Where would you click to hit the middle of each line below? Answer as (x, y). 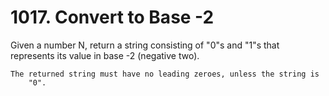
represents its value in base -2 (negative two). (105, 55)
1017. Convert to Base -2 (112, 17)
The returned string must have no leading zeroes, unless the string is (165, 74)
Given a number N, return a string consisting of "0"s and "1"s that (145, 45)
